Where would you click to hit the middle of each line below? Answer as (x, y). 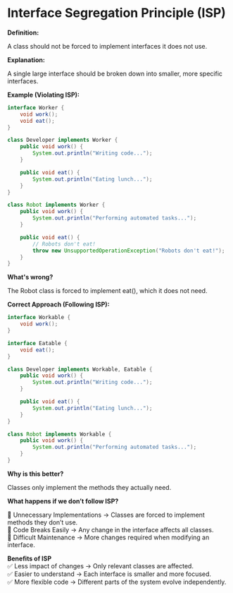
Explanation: (26, 60)
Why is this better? (36, 474)
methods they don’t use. (43, 522)
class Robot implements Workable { (59, 434)
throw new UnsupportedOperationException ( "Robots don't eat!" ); (129, 251)
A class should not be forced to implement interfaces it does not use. (107, 46)
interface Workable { (39, 318)
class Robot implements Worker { (56, 205)
